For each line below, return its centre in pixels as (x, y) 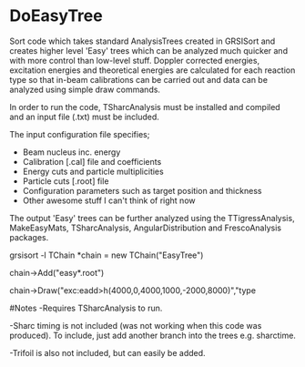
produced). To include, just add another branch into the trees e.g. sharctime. (152, 335)
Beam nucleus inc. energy (71, 152)
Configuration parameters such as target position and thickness (142, 190)
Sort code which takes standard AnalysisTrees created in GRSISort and (142, 41)
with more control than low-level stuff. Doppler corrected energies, (135, 60)
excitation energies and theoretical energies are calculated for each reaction (152, 70)
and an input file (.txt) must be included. (84, 117)
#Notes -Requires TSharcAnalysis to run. (86, 308)
